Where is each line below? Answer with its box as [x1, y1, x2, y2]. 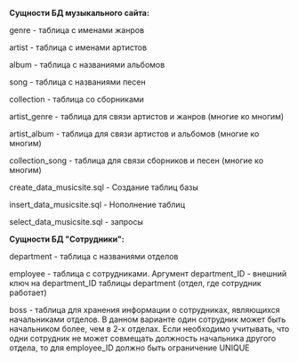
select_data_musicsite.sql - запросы [9, 217, 144, 226]
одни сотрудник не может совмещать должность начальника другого [9, 333, 277, 343]
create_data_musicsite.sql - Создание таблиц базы [9, 182, 198, 193]
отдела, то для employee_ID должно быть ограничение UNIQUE [9, 342, 250, 353]
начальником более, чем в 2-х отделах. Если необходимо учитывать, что [9, 324, 290, 333]
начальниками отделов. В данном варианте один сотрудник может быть [9, 314, 286, 325]
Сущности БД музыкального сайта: [9, 8, 149, 18]
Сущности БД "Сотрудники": [9, 234, 125, 244]
